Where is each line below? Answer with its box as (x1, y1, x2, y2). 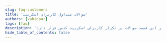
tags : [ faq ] (5, 21, 30, 26)
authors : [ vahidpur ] (5, 16, 48, 21)
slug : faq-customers (5, 7, 48, 12)
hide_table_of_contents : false (5, 30, 70, 35)
